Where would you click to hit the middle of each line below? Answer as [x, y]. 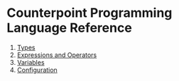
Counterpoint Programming [89, 13]
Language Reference [69, 28]
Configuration [37, 70]
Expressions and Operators [57, 55]
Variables [31, 62]
